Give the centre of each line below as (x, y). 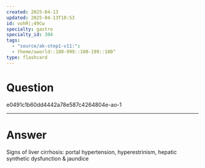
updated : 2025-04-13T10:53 (41, 18)
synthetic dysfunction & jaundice (48, 158)
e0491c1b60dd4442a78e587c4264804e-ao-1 (64, 104)
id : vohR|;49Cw (26, 23)
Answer (27, 135)
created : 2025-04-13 (33, 12)
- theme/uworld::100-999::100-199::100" (64, 52)
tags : (13, 40)
